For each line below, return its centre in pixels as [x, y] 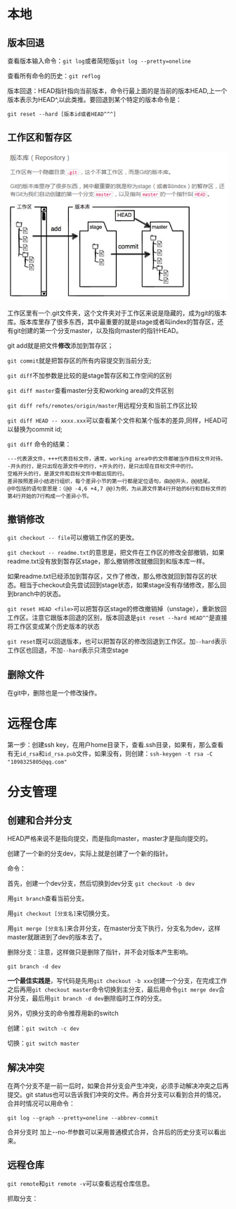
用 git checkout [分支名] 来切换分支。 [60, 913]
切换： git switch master [43, 1044]
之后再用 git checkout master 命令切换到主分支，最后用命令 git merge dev [113, 989]
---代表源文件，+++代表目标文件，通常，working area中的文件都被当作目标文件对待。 [117, 458]
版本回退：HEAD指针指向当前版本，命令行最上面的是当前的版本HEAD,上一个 [117, 91]
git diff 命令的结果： [39, 444]
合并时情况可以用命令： [41, 1103]
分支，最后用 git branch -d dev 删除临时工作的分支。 [89, 998]
